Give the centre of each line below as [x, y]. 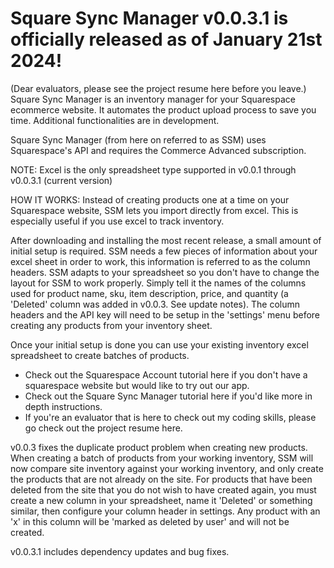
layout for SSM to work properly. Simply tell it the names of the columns [158, 283]
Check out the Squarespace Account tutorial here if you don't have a [166, 374]
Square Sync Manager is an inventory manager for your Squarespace [153, 99]
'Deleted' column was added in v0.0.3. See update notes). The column [155, 304]
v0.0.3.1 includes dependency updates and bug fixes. [120, 551]
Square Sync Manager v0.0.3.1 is [149, 18]
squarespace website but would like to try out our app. [137, 385]
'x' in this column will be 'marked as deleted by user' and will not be [150, 521]
